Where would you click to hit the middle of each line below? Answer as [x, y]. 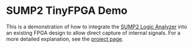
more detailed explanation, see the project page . [65, 39]
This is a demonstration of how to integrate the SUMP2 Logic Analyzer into [96, 27]
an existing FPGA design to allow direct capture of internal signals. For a [93, 32]
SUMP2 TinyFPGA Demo [67, 11]
